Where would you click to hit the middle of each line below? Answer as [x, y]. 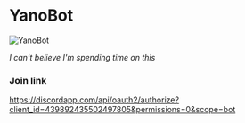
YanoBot [41, 16]
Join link [28, 80]
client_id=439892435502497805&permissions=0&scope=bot [122, 110]
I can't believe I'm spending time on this [82, 57]
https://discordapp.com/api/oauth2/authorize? [94, 100]
